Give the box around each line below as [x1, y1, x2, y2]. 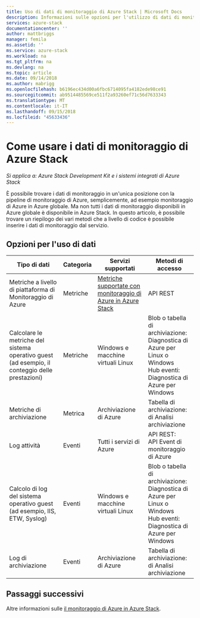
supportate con [97, 282, 140, 290]
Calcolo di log [9, 484, 48, 493]
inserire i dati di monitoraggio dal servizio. [6, 222, 109, 229]
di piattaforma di [9, 286, 55, 293]
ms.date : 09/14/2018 [6, 75, 58, 81]
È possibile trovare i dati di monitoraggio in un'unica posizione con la [6, 190, 174, 197]
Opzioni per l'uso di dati [6, 239, 96, 249]
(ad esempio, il [9, 359, 51, 367]
